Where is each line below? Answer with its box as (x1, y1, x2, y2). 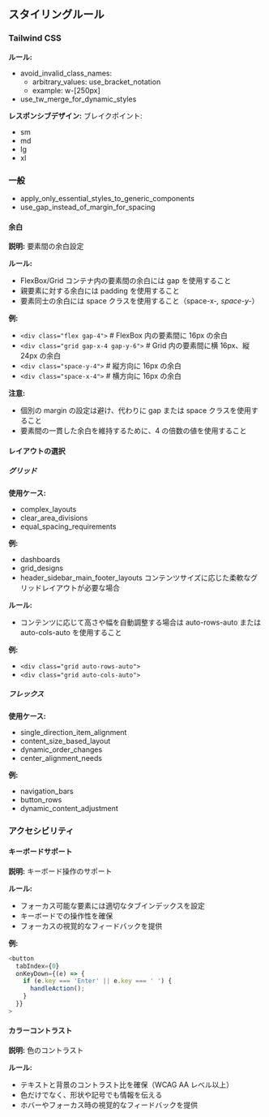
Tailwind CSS (8, 32, 62, 44)
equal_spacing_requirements (19, 522, 117, 531)
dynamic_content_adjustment (19, 803, 119, 813)
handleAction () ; (29, 985, 85, 993)
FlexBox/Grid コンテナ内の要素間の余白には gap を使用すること (19, 276, 232, 286)
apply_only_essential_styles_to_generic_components (19, 193, 194, 203)
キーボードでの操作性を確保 (19, 911, 113, 921)
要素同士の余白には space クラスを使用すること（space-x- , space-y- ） (19, 296, 259, 306)
